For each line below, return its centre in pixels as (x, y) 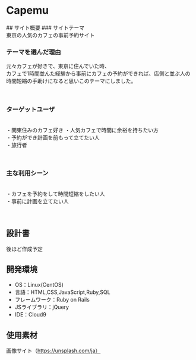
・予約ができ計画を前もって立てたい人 (53, 137)
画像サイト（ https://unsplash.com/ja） (53, 351)
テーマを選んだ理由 (34, 52)
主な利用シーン (27, 173)
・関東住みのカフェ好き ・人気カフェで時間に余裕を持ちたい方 (82, 130)
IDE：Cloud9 (30, 315)
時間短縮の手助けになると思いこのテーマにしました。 (71, 81)
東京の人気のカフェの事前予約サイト (50, 35)
